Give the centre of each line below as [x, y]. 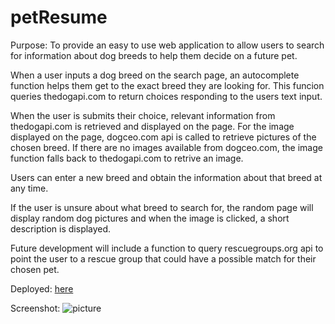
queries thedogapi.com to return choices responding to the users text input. [166, 96]
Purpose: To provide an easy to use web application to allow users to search [167, 45]
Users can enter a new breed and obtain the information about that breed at [166, 177]
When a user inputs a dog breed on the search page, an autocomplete [155, 75]
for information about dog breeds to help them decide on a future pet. [154, 55]
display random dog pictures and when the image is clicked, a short [150, 218]
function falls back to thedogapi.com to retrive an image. [127, 158]
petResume [59, 17]
